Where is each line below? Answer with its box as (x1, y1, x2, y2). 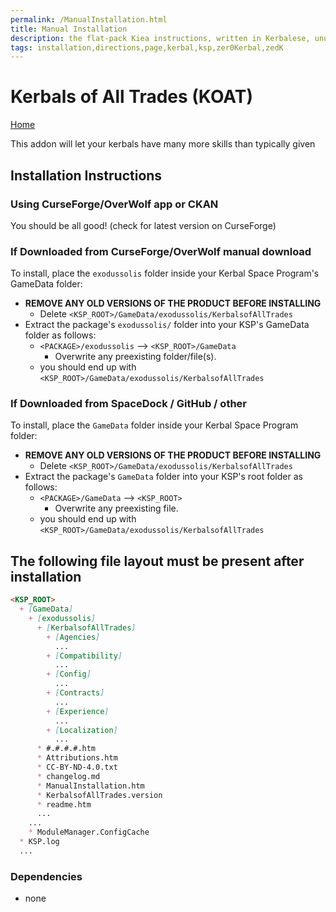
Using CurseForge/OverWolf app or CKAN (10, 197, 219, 211)
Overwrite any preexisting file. (54, 502, 179, 515)
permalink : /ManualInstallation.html (10, 14, 168, 25)
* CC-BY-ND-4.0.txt (36, 762, 118, 773)
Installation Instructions (10, 167, 163, 184)
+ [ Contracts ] (46, 688, 105, 698)
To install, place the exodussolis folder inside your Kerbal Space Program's (10, 267, 320, 280)
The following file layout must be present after (10, 552, 305, 570)
